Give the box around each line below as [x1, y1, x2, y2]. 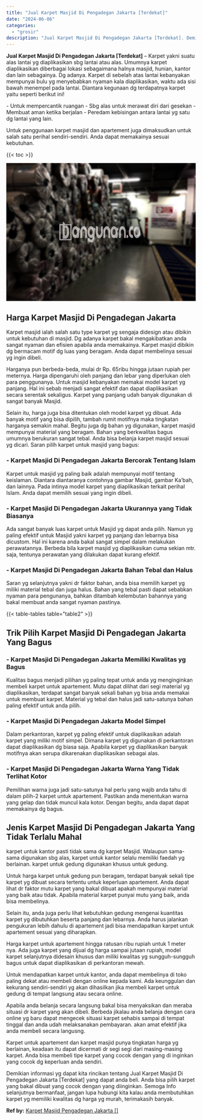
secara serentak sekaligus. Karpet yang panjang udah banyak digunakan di [6, 391, 192, 399]
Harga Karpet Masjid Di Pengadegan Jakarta [6, 313, 176, 323]
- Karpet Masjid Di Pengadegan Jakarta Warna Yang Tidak [6, 765, 179, 773]
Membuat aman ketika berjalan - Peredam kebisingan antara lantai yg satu [6, 109, 191, 116]
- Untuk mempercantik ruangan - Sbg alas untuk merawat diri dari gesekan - [6, 102, 196, 109]
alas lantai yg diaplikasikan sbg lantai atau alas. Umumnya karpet [6, 59, 167, 66]
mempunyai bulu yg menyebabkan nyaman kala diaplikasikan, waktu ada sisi [6, 78, 196, 85]
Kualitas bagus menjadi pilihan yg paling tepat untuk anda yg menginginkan [6, 676, 194, 684]
